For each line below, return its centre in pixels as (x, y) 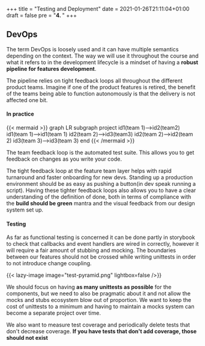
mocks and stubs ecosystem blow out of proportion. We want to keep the (99, 300)
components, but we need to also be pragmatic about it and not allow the (99, 293)
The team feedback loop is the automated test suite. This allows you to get (100, 153)
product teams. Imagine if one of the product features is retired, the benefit (101, 87)
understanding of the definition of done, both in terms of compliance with (99, 197)
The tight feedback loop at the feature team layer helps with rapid (89, 171)
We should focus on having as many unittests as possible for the (89, 287)
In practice (20, 114)
